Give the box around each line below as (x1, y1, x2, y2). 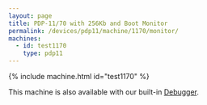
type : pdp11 (23, 49, 63, 57)
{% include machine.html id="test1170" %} (8, 72, 150, 81)
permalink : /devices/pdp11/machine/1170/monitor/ (8, 27, 180, 35)
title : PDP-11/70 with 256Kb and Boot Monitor (8, 19, 168, 27)
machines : (8, 34, 42, 43)
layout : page (8, 11, 53, 20)
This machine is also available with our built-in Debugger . (8, 87, 200, 97)
